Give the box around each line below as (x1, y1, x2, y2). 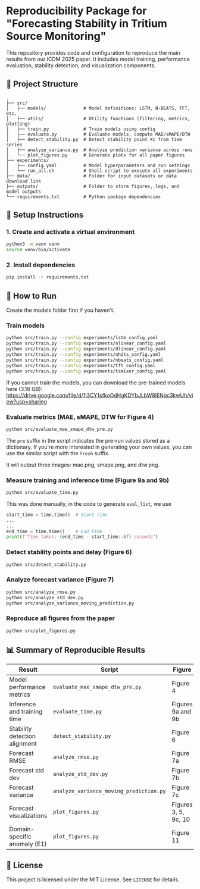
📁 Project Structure (6, 79, 79, 89)
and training (9, 708, 43, 716)
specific (9, 832, 32, 841)
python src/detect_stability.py (6, 561, 86, 568)
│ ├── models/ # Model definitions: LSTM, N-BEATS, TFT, (6, 105, 190, 111)
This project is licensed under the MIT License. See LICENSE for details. (6, 876, 180, 883)
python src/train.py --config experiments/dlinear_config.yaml (6, 346, 167, 352)
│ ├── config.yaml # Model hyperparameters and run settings (6, 162, 190, 168)
